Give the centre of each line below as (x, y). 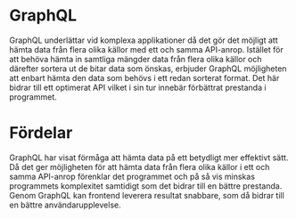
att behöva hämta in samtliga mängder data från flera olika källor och (136, 59)
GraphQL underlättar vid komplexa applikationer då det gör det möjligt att (144, 40)
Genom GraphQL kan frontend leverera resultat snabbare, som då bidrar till (147, 195)
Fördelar (41, 133)
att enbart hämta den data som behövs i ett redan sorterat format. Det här (144, 77)
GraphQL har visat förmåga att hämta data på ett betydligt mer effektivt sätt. (149, 158)
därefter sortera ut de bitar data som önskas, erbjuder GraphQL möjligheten (148, 69)
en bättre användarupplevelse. (66, 205)
